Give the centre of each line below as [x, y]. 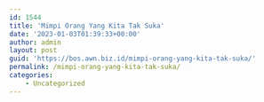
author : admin [36, 42]
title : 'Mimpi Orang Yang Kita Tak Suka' [87, 26]
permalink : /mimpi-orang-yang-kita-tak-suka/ [95, 67]
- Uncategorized [56, 83]
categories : [31, 75]
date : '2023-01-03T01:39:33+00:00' [75, 34]
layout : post [33, 51]
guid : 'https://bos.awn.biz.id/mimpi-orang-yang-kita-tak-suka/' [132, 59]
